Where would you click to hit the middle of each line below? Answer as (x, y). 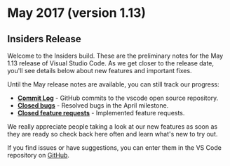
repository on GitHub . (39, 155)
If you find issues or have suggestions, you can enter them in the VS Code (115, 148)
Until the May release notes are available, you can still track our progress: (113, 84)
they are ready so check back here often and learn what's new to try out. (113, 134)
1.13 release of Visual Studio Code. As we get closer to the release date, (111, 63)
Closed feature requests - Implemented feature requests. (101, 113)
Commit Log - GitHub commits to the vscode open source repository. (118, 98)
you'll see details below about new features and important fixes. (100, 71)
